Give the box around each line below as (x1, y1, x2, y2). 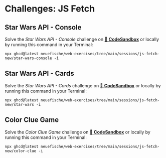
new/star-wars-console (5, 56, 52, 61)
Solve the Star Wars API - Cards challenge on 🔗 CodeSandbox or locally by (5, 82, 161, 88)
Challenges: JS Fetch (5, 3, 95, 15)
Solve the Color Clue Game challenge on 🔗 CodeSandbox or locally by (5, 129, 151, 135)
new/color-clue (5, 148, 37, 153)
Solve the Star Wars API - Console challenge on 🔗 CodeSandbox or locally (5, 36, 159, 42)
